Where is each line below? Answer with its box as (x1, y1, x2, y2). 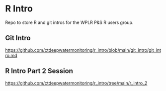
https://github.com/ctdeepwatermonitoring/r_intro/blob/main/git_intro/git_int (5, 47, 162, 53)
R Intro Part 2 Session (5, 67, 74, 75)
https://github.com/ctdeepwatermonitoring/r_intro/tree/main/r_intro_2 (5, 80, 148, 86)
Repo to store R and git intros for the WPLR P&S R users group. (5, 19, 134, 25)
